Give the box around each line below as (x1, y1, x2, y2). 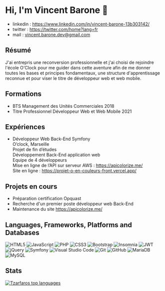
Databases (5, 228, 40, 237)
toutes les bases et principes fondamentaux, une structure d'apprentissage (5, 70, 160, 76)
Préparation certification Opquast (12, 196, 81, 202)
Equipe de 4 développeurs (12, 157, 67, 163)
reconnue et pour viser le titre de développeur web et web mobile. (5, 75, 141, 81)
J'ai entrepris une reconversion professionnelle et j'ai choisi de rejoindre (5, 59, 154, 65)
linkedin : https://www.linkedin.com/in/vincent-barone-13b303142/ (12, 21, 150, 27)
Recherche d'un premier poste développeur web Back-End (12, 201, 134, 207)
